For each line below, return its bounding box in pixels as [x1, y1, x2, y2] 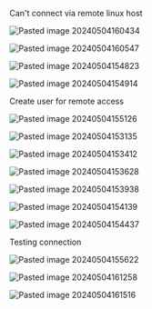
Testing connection [9, 236, 82, 247]
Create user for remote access [9, 95, 125, 106]
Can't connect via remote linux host [9, 8, 143, 18]
